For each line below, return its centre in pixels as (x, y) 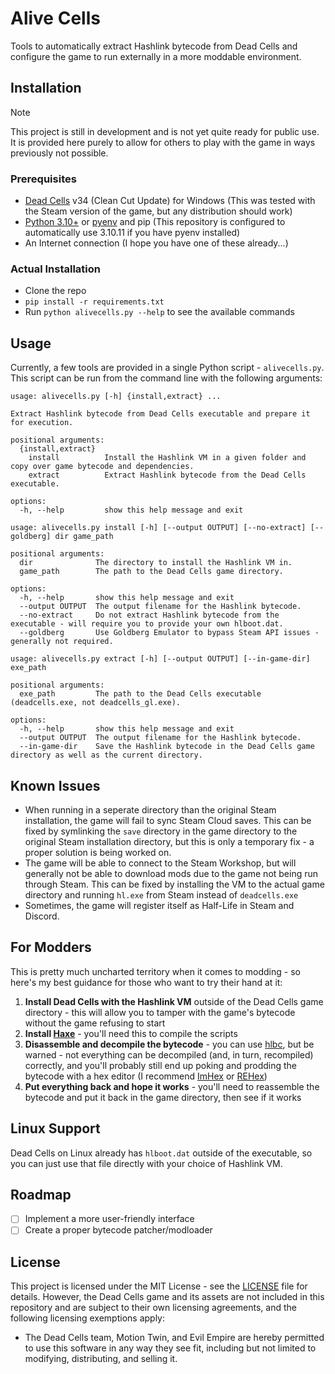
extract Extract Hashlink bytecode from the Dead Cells (167, 475)
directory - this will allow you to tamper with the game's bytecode (160, 1012)
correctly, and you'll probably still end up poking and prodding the (161, 1065)
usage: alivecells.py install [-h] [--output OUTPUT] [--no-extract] (158, 528)
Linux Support (55, 1128)
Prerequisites (43, 179)
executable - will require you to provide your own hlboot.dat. (147, 624)
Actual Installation (55, 269)
